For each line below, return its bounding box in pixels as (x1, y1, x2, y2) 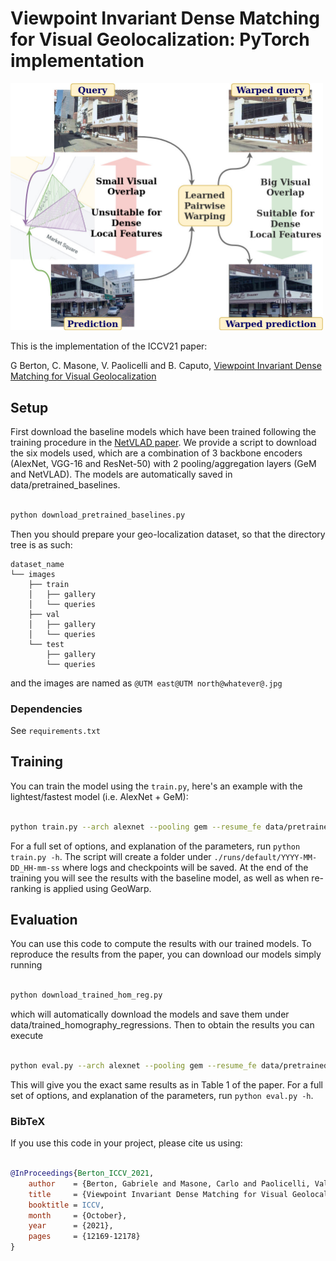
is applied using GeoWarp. (43, 882, 152, 894)
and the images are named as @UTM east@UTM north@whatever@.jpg (10, 677, 283, 689)
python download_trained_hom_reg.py (10, 990, 163, 1001)
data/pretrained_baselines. (10, 478, 121, 491)
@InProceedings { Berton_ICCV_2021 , (10, 1168, 155, 1179)
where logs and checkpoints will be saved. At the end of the (61, 861, 309, 873)
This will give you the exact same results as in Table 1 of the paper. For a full (10, 1078, 324, 1091)
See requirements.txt (10, 725, 101, 736)
